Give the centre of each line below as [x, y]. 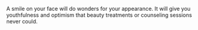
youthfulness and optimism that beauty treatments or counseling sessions [99, 15]
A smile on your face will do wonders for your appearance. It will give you [98, 9]
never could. [22, 21]
